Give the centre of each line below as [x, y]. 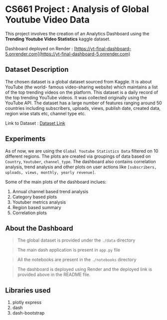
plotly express [27, 303]
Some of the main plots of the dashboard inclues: [56, 182]
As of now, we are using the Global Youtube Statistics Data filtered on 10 [82, 151]
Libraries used [28, 290]
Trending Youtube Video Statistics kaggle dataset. [58, 39]
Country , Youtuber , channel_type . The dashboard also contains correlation [81, 161]
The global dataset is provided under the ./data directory [76, 240]
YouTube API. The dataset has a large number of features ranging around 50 [83, 103]
